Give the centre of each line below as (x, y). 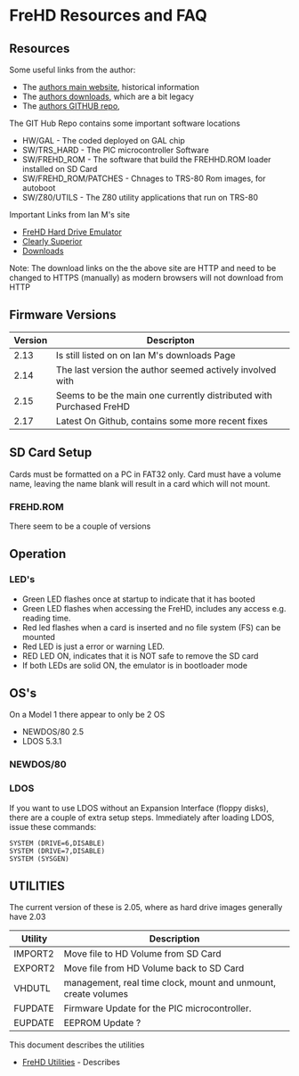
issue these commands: (53, 826)
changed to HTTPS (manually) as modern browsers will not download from (146, 278)
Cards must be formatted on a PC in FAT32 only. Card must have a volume (145, 474)
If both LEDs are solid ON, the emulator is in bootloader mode (134, 665)
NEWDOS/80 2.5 (53, 732)
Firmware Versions (63, 315)
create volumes (96, 994)
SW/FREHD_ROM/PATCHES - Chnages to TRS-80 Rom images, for (144, 178)
